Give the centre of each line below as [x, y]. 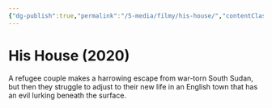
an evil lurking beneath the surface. [68, 95]
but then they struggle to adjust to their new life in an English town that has [133, 86]
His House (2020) [69, 55]
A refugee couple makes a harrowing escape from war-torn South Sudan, [131, 78]
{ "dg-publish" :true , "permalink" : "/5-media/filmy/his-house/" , [115, 16]
